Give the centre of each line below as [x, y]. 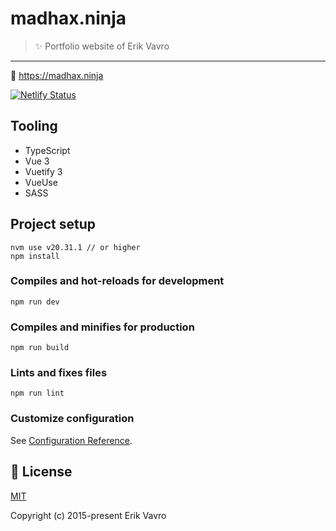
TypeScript [47, 150]
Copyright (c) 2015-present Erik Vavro [88, 515]
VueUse [41, 182]
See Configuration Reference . [71, 440]
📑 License [41, 472]
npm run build [40, 348]
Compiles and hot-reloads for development [117, 281]
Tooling [34, 126]
